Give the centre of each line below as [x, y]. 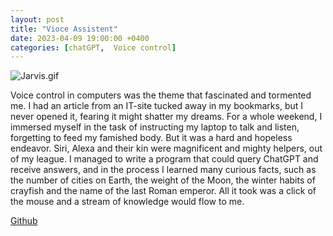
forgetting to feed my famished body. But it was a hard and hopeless [151, 138]
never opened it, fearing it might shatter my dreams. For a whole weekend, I [166, 117]
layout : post [37, 19]
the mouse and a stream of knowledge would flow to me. [127, 202]
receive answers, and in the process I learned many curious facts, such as [163, 170]
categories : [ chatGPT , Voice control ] [93, 47]
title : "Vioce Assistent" [64, 29]
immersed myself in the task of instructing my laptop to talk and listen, [155, 127]
